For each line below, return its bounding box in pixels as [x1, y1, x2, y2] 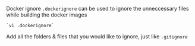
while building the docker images [6, 11, 87, 18]
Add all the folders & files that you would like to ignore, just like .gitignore [6, 33, 188, 40]
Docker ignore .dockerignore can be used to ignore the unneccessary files [6, 5, 189, 12]
